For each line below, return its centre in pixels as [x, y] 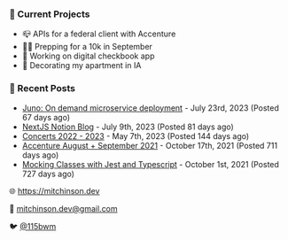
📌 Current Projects [50, 14]
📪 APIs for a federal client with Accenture [99, 34]
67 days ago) [46, 117]
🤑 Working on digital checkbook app [88, 56]
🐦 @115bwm [33, 226]
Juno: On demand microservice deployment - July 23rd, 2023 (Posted [150, 108]
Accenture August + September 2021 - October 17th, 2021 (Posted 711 [149, 145]
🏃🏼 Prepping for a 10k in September [87, 47]
